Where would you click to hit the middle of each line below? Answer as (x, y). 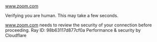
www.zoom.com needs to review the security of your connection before (78, 25)
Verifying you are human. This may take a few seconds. (62, 15)
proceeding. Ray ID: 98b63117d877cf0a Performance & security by (73, 30)
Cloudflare (16, 35)
